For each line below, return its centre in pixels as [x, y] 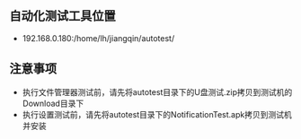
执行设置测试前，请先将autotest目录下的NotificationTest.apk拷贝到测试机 [157, 114]
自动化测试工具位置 [62, 16]
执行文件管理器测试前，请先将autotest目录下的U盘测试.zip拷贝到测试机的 [157, 91]
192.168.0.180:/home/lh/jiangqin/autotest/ [98, 38]
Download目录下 [53, 103]
